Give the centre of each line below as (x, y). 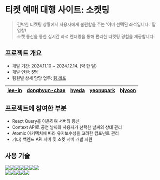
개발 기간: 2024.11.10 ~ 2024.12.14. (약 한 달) (54, 65)
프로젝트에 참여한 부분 (36, 108)
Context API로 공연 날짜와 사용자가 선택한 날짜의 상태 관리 (67, 127)
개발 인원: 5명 (25, 72)
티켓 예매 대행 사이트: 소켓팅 (57, 10)
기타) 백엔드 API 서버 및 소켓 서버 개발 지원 (52, 139)
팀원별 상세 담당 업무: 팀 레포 (39, 78)
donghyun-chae (46, 90)
